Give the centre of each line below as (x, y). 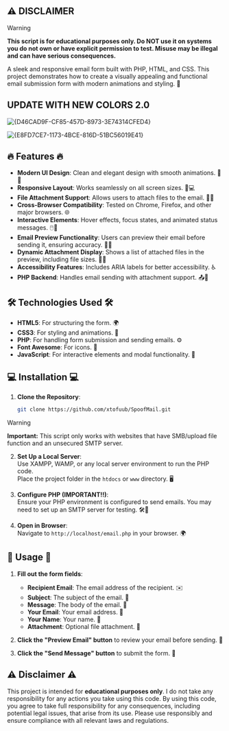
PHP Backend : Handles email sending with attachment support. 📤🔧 (113, 278)
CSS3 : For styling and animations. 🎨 (68, 333)
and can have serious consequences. (62, 56)
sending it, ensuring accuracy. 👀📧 (64, 245)
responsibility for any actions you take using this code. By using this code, (112, 698)
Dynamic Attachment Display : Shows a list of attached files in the (110, 252)
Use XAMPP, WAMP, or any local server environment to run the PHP (113, 464)
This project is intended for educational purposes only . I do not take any (110, 691)
